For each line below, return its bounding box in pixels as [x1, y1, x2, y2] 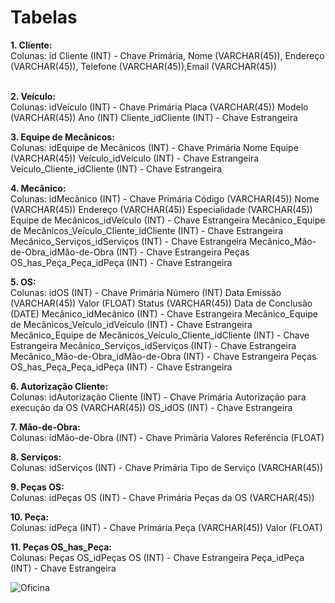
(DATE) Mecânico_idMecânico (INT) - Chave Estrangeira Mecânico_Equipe [10, 307, 319, 320]
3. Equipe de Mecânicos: [10, 131, 115, 143]
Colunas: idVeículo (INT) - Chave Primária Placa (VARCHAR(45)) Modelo [10, 101, 309, 113]
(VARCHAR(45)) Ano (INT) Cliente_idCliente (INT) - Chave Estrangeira [10, 111, 298, 123]
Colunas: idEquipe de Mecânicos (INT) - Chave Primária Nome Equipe [10, 141, 299, 153]
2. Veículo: [10, 90, 57, 102]
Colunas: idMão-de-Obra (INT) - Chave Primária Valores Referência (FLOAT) [10, 431, 325, 443]
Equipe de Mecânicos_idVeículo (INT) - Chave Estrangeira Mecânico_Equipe [10, 214, 326, 226]
